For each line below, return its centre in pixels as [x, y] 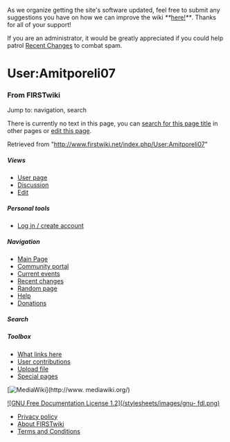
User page [32, 178]
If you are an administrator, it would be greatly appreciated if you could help [115, 38]
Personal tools [28, 209]
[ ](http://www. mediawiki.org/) [69, 389]
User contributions [44, 361]
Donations [32, 303]
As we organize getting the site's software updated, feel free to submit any [114, 10]
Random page [37, 289]
